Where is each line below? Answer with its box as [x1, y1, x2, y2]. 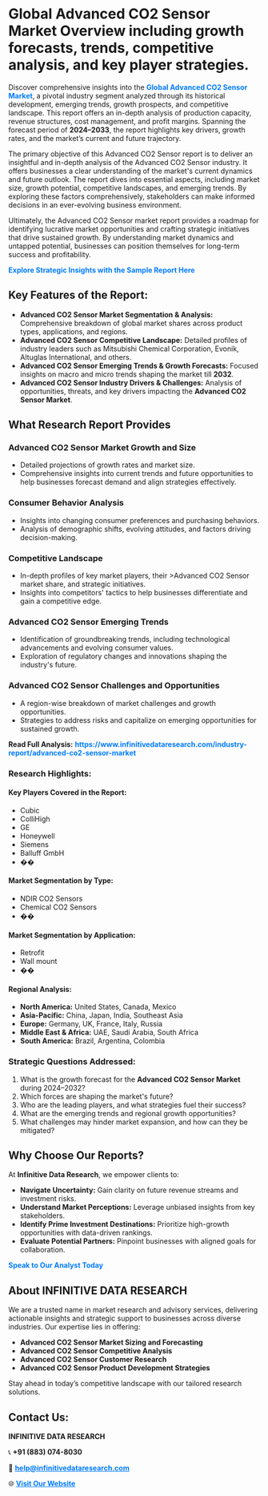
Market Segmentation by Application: [8, 930, 136, 940]
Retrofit [19, 948, 45, 958]
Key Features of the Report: [8, 288, 149, 302]
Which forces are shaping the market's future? [19, 1091, 174, 1101]
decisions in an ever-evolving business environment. [8, 200, 182, 209]
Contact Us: [8, 1410, 70, 1424]
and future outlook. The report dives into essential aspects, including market [8, 174, 260, 184]
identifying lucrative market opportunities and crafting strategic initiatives [8, 224, 250, 233]
